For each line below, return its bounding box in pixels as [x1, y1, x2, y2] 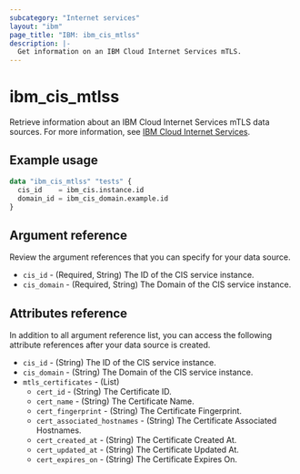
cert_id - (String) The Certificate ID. [35, 386, 173, 397]
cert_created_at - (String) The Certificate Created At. [35, 435, 237, 445]
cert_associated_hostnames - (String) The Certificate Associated [35, 416, 277, 426]
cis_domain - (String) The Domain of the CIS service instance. [22, 366, 254, 377]
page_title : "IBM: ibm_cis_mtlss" [9, 30, 141, 39]
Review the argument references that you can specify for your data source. [9, 252, 291, 263]
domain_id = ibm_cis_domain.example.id [17, 193, 169, 203]
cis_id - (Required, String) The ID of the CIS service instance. [22, 270, 255, 281]
